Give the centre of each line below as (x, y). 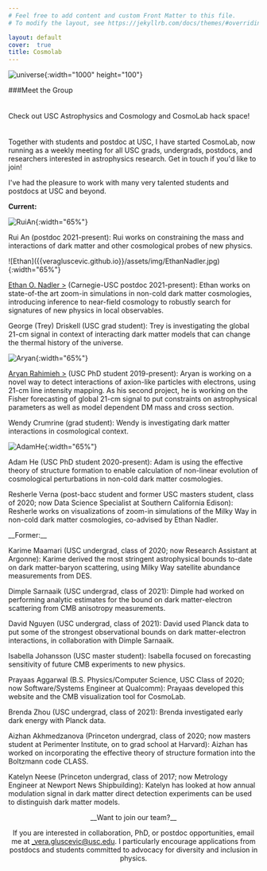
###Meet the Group (41, 90)
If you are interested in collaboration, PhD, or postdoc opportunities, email (133, 833)
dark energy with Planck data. (57, 721)
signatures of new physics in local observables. (86, 310)
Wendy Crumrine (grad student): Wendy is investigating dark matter (119, 423)
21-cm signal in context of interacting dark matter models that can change (130, 334)
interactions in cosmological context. (68, 431)
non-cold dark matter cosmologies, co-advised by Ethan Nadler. (113, 520)
